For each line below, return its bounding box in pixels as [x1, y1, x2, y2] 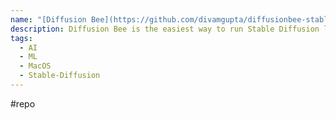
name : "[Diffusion [10, 14, 87, 25]
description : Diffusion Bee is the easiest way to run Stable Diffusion [10, 24, 320, 34]
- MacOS [19, 61, 52, 71]
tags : [10, 33, 33, 43]
